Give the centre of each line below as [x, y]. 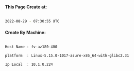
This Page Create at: [26, 7]
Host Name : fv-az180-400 [31, 47]
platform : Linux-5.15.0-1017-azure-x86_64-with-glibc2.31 [67, 56]
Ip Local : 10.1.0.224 [29, 65]
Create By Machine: [25, 32]
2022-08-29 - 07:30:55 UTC [32, 21]
